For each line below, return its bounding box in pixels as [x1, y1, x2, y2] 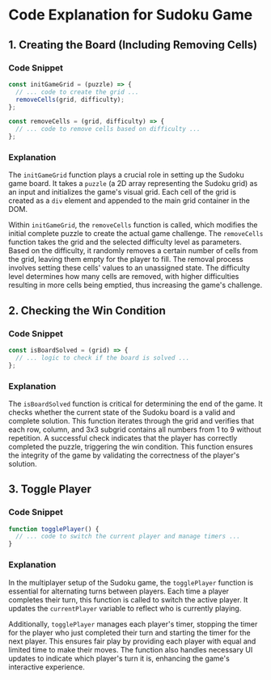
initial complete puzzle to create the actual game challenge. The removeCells [8, 229, 264, 239]
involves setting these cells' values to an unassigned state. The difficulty [8, 263, 251, 272]
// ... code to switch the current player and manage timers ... [15, 532, 241, 541]
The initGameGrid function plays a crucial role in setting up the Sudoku [8, 170, 244, 180]
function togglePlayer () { [8, 525, 100, 533]
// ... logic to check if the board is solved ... [15, 353, 190, 361]
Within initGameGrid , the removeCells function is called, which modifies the [8, 220, 258, 230]
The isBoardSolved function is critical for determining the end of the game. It [8, 399, 263, 408]
